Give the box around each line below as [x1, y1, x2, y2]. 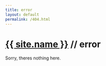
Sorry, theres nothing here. [5, 55, 61, 61]
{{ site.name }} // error [5, 38, 101, 50]
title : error [5, 7, 33, 13]
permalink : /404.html [5, 17, 51, 22]
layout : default [5, 12, 39, 17]
